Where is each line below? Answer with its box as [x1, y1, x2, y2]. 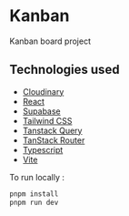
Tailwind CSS [22, 115, 73, 126]
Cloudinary [22, 86, 64, 97]
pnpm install [9, 189, 59, 199]
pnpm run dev [9, 198, 59, 207]
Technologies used [9, 62, 120, 77]
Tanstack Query [22, 125, 83, 136]
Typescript [22, 144, 64, 155]
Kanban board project [9, 36, 91, 46]
